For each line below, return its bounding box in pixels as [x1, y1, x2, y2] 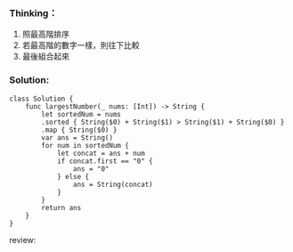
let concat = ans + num [56, 149, 145, 158]
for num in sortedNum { [41, 141, 129, 150]
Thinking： [9, 6, 58, 19]
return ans [41, 203, 82, 212]
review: [9, 234, 37, 245]
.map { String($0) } [41, 126, 118, 134]
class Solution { [9, 94, 74, 103]
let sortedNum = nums [41, 110, 122, 118]
